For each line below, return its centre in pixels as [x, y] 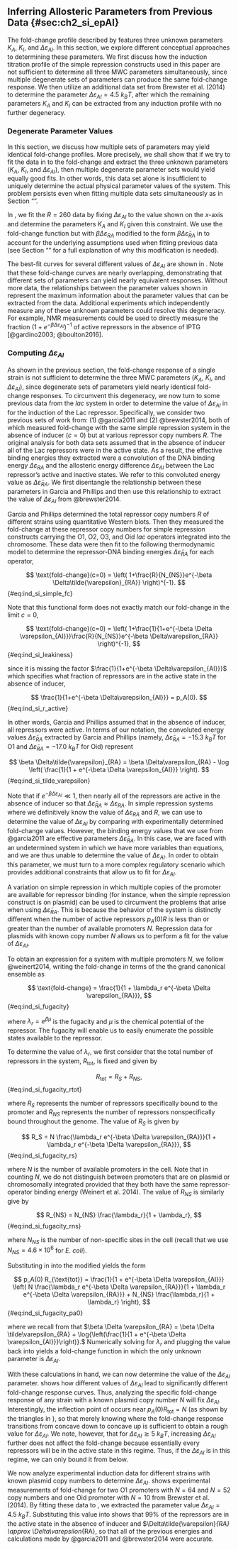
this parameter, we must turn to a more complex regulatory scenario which [116, 864]
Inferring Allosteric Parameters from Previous [110, 12]
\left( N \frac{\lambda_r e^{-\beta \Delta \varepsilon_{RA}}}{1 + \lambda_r [119, 1287]
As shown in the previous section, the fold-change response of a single [112, 370]
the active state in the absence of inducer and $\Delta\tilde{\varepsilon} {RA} [119, 1523]
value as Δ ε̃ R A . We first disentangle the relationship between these [104, 483]
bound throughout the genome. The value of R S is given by [93, 1122]
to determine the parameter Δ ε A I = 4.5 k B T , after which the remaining [109, 95]
